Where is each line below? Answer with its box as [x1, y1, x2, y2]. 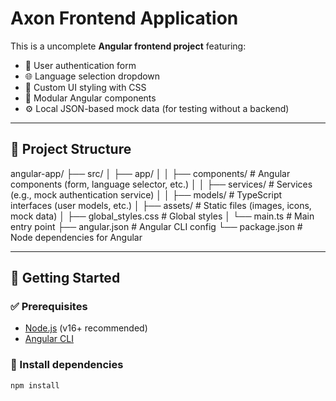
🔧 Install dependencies [10, 358, 124, 372]
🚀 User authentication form [24, 59, 137, 71]
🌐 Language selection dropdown [24, 70, 161, 82]
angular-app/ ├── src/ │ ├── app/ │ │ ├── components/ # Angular [10, 167, 291, 179]
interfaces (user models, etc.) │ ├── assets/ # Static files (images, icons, [10, 199, 312, 211]
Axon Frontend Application [10, 7, 239, 30]
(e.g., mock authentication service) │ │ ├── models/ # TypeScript [10, 188, 283, 201]
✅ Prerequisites [10, 300, 88, 314]
